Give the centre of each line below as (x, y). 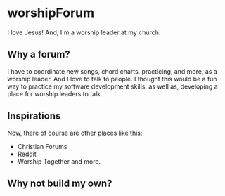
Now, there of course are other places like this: (75, 133)
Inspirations (34, 116)
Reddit (27, 154)
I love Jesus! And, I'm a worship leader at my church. (84, 32)
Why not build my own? (60, 183)
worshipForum (51, 13)
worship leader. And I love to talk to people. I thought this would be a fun (112, 79)
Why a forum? (39, 54)
